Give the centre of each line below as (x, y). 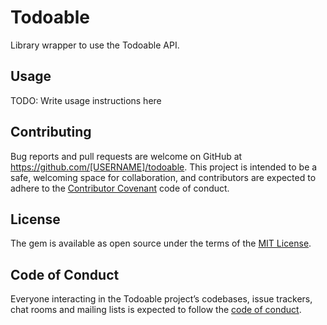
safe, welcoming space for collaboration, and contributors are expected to (163, 177)
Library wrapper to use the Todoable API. (95, 45)
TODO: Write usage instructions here (86, 100)
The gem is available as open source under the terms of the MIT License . (161, 243)
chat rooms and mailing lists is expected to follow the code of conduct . (156, 310)
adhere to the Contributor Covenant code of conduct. (120, 188)
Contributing (51, 132)
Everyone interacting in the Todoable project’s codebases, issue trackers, (161, 299)
